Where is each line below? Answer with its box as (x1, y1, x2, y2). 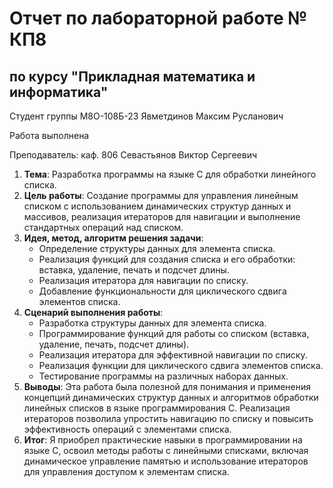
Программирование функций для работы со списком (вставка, (38, 328, 310, 339)
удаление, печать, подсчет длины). (38, 338, 190, 350)
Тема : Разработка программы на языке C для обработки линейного (23, 168, 317, 180)
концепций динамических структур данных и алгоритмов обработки (23, 392, 319, 403)
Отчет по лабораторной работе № (9, 7, 308, 30)
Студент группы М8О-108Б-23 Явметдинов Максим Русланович (9, 110, 284, 122)
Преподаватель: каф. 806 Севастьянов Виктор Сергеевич (9, 149, 258, 161)
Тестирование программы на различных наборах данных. (38, 370, 289, 382)
